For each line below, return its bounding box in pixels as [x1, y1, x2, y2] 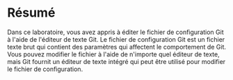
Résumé [7, 5, 56, 21]
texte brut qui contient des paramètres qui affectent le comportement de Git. [7, 42, 226, 51]
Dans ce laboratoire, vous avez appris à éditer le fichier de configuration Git [7, 28, 224, 36]
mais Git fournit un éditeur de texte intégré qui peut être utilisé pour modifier [7, 57, 226, 65]
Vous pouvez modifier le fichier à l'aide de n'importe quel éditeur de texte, [7, 50, 220, 58]
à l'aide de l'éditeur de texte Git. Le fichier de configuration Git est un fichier [7, 35, 225, 43]
